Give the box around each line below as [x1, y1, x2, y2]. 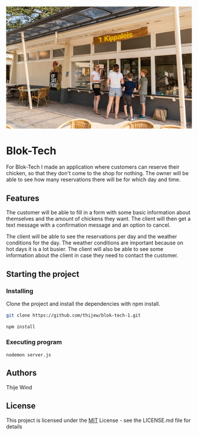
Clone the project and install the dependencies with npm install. [6, 300, 160, 307]
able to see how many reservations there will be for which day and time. [6, 176, 181, 183]
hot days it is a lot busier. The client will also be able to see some [6, 246, 164, 253]
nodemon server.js [6, 352, 51, 358]
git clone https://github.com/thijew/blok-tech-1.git [6, 312, 141, 318]
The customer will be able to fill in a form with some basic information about [6, 209, 190, 216]
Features [6, 193, 39, 203]
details [6, 423, 22, 430]
